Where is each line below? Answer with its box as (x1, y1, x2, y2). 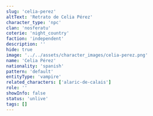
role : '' (6, 85, 28, 91)
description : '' (6, 42, 46, 47)
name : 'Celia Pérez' (6, 57, 57, 63)
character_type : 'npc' (6, 19, 62, 25)
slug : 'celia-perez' (6, 8, 57, 15)
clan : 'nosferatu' (6, 25, 51, 31)
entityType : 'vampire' (6, 74, 62, 80)
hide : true (6, 47, 33, 53)
